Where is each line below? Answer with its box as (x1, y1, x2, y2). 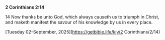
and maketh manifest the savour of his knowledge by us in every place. (5, 19, 153, 25)
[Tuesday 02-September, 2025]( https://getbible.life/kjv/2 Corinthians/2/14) (5, 29, 160, 34)
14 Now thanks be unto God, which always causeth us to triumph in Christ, (5, 14, 159, 19)
